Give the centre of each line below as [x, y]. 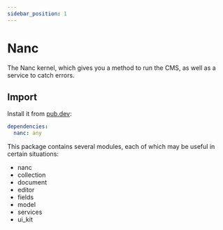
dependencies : [28, 127]
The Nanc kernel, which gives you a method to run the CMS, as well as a [112, 68]
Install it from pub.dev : [39, 114]
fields [25, 197]
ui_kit [25, 220]
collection [31, 175]
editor [26, 190]
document [32, 182]
